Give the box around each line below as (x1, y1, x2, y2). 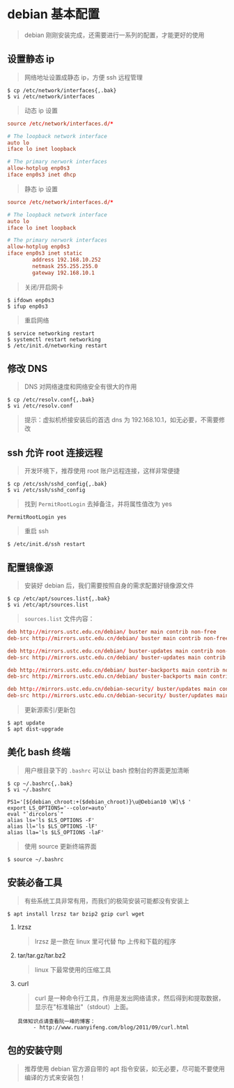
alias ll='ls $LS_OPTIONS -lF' (7, 823, 98, 830)
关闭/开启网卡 (24, 283, 64, 291)
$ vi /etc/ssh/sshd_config (7, 486, 86, 494)
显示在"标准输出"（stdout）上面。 (34, 1002, 132, 1011)
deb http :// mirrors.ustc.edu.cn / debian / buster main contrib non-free (7, 629, 217, 636)
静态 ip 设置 (24, 184, 58, 193)
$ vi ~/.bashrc (7, 786, 52, 793)
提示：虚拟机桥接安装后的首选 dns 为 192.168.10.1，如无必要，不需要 (24, 416, 219, 424)
